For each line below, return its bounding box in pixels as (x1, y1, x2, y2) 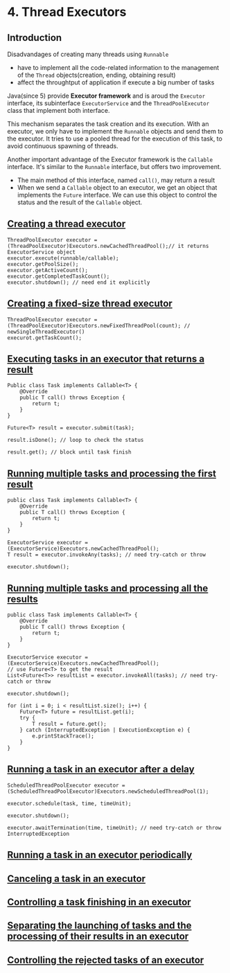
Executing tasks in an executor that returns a (7, 353, 205, 365)
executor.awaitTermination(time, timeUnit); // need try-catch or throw (7, 824, 222, 831)
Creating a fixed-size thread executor (7, 298, 173, 310)
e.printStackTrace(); (32, 733, 95, 740)
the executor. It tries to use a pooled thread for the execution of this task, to (7, 134, 223, 143)
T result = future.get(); (32, 721, 107, 728)
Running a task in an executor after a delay (7, 763, 195, 776)
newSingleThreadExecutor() (7, 328, 85, 335)
